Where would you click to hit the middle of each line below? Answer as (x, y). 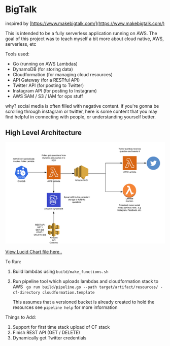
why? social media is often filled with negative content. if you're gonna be (82, 106)
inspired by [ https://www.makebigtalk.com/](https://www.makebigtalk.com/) (85, 23)
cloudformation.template (69, 293)
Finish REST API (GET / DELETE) (46, 333)
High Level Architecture (44, 133)
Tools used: (17, 54)
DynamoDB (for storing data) (43, 69)
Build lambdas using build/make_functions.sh (60, 272)
